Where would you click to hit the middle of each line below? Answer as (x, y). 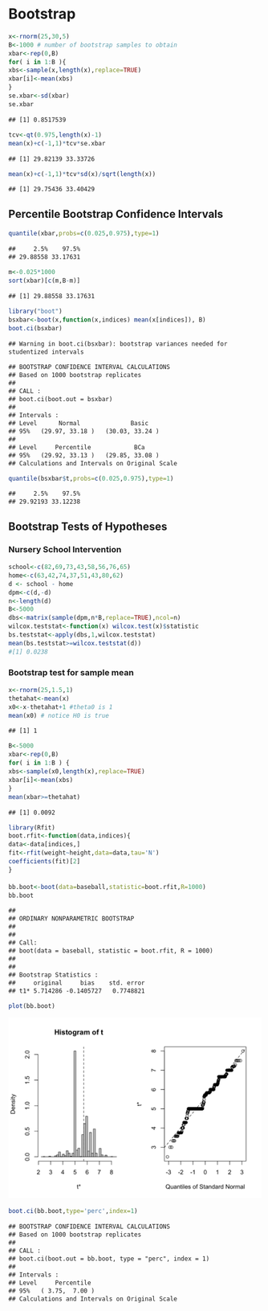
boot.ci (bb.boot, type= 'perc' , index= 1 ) (73, 1211)
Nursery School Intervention (65, 549)
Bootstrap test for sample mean (71, 672)
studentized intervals (46, 352)
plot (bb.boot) (32, 1006)
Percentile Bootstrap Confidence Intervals (116, 214)
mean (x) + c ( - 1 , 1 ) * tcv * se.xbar (57, 143)
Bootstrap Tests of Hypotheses (88, 526)
